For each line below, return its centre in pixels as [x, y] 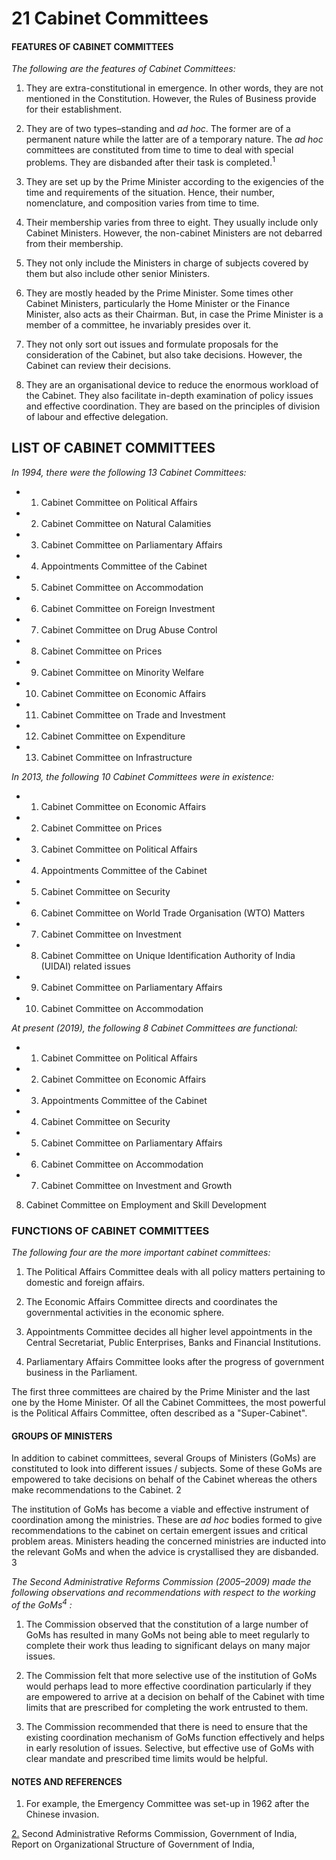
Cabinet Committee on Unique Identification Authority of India [168, 955]
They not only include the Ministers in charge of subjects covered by [167, 263]
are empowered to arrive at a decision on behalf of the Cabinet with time [175, 1697]
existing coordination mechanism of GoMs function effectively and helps [175, 1738]
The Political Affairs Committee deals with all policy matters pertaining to [175, 1272]
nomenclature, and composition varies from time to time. [142, 203]
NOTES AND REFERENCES [67, 1781]
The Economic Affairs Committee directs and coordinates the [151, 1302]
